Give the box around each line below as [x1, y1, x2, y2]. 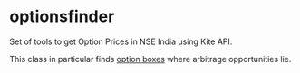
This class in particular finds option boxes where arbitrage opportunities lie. [9, 53, 292, 64]
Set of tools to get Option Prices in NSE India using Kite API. [9, 36, 233, 47]
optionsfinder [9, 6, 115, 27]
